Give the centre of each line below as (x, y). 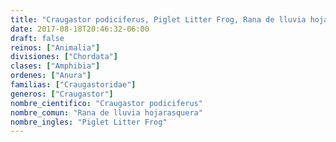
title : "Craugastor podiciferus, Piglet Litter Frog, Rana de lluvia (158, 19)
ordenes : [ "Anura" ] (51, 76)
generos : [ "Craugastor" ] (62, 94)
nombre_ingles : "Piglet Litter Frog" (89, 122)
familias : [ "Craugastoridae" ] (73, 85)
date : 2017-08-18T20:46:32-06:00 (80, 29)
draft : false (37, 38)
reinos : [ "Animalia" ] (55, 47)
